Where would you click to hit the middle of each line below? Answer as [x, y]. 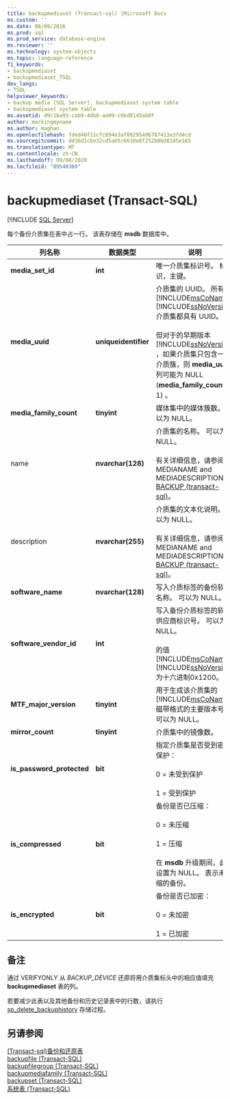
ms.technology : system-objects [52, 52]
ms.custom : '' [27, 20]
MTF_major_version [43, 704]
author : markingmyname [39, 122]
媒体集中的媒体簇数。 [190, 407]
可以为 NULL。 [179, 719]
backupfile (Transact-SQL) [44, 1059]
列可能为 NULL [179, 375]
